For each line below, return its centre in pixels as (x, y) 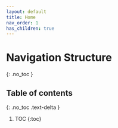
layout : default (26, 12)
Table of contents (39, 93)
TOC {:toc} (28, 119)
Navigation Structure (59, 58)
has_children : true (30, 28)
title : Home (21, 17)
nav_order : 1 (22, 23)
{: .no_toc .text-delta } (33, 107)
